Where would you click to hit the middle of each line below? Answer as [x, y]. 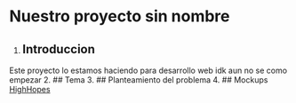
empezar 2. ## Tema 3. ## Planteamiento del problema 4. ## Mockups [139, 80]
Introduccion [59, 49]
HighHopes [30, 89]
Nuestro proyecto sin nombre [120, 16]
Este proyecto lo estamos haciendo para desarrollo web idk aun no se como [148, 70]
